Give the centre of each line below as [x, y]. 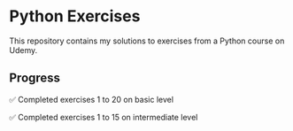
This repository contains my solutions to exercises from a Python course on [147, 41]
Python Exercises [75, 16]
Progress [35, 78]
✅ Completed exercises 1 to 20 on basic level [92, 99]
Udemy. [23, 50]
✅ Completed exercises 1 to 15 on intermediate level [104, 117]
